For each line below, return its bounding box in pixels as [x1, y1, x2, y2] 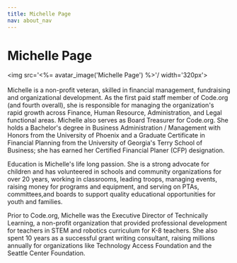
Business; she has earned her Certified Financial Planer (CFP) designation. [7, 146, 225, 155]
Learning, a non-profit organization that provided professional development [7, 219, 228, 228]
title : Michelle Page [7, 10, 71, 18]
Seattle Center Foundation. [7, 249, 86, 257]
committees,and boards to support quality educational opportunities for [7, 190, 216, 198]
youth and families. [7, 198, 63, 206]
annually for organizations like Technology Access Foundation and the [7, 242, 212, 250]
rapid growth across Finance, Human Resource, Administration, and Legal [7, 108, 222, 117]
